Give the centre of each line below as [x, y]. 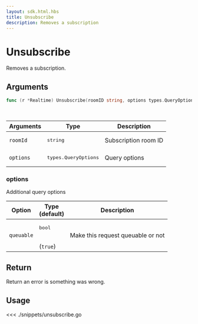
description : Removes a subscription [52, 22]
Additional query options [36, 192]
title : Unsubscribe [30, 17]
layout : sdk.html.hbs [33, 12]
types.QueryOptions [73, 157]
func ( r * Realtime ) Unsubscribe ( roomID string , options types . [85, 101]
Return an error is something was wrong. [56, 282]
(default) [52, 214]
